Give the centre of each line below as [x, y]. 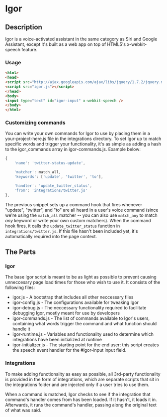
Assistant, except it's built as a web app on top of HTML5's [65, 44]
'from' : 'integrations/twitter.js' [51, 190]
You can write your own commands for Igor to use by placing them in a [78, 134]
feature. [30, 50]
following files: [20, 287]
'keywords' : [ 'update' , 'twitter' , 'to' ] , [59, 177]
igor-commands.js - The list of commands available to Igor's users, [81, 318]
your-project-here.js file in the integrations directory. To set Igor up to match [83, 139]
